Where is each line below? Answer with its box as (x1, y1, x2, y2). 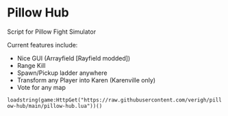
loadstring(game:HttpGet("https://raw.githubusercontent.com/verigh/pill (7, 96, 223, 104)
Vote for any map (16, 83, 66, 91)
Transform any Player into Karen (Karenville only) (16, 76, 156, 84)
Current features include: (7, 40, 78, 49)
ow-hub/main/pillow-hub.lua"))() (7, 102, 103, 109)
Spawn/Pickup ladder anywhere (16, 69, 107, 77)
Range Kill (16, 61, 46, 69)
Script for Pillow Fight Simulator (7, 27, 97, 36)
